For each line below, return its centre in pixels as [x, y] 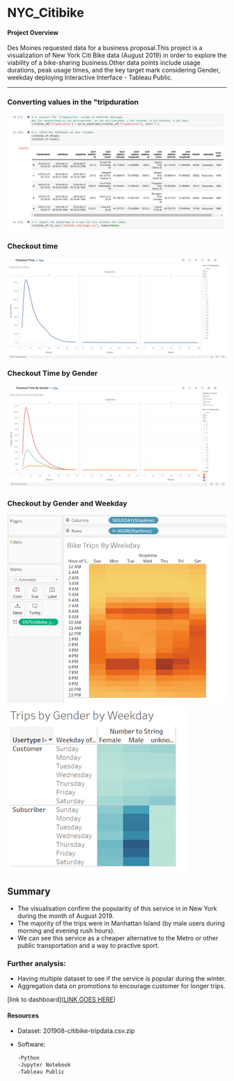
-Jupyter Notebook [44, 1065]
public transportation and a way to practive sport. [88, 945]
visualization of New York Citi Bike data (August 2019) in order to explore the [117, 55]
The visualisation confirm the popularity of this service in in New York [117, 908]
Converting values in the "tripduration [73, 102]
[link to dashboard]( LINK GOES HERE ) [62, 999]
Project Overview [33, 32]
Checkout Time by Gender [53, 373]
